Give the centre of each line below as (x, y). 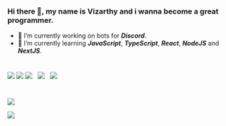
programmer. (31, 20)
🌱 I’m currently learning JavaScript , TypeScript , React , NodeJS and (118, 43)
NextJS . (30, 51)
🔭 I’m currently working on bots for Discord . (82, 36)
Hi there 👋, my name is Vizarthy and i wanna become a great (113, 11)
